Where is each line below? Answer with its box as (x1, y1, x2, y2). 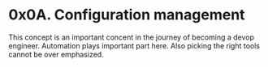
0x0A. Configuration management (8, 6, 245, 24)
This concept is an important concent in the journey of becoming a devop (8, 32, 254, 42)
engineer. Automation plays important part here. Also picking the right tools (8, 40, 261, 50)
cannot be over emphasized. (8, 49, 104, 59)
